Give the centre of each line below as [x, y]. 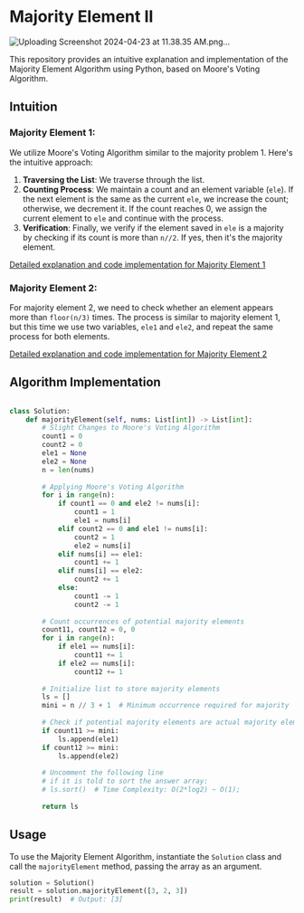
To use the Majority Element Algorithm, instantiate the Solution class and [146, 856]
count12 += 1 [99, 671]
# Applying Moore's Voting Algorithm [113, 487]
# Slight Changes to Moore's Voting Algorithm [131, 428]
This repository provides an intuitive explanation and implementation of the [149, 59]
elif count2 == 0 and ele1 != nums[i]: [133, 528]
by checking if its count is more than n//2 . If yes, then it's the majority [152, 237]
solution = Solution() [52, 883]
